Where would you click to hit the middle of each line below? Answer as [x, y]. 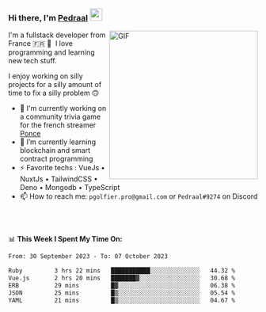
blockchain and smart [55, 150]
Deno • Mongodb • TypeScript [70, 188]
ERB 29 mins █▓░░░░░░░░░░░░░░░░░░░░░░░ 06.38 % [122, 285]
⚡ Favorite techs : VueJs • [62, 168]
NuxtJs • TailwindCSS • [59, 179]
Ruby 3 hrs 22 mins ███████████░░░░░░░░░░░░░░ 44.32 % [122, 271]
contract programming [56, 159]
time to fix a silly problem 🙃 [54, 93]
